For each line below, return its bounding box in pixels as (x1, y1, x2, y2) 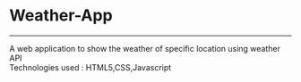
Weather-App (9, 5, 114, 26)
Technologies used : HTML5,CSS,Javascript (9, 61, 172, 72)
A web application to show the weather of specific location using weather (9, 43, 280, 53)
